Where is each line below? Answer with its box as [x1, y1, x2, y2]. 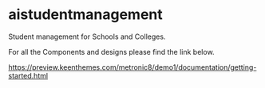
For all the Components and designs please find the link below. [8, 47, 215, 56]
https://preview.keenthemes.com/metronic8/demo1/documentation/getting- [8, 62, 257, 72]
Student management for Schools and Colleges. [8, 32, 166, 41]
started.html [8, 71, 49, 80]
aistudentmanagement [8, 6, 164, 24]
